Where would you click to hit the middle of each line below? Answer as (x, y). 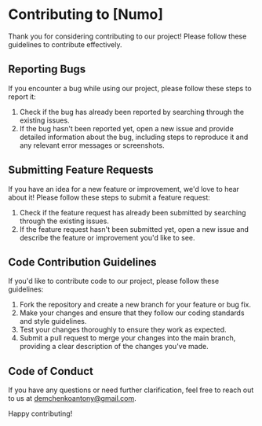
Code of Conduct (51, 371)
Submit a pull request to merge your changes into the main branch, (127, 338)
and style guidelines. (53, 321)
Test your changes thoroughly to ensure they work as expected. (123, 330)
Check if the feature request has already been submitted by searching (133, 212)
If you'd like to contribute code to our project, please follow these (114, 281)
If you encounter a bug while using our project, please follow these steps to (130, 88)
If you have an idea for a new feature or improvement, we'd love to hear (124, 189)
